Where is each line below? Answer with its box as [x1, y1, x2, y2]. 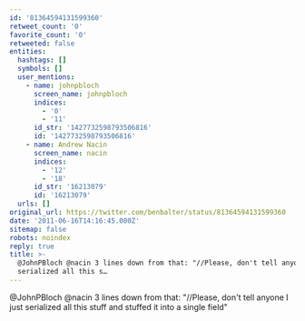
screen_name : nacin [33, 148, 107, 157]
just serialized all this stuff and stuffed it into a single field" [9, 301, 229, 312]
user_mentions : [17, 73, 75, 82]
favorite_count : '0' [9, 30, 88, 39]
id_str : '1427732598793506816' [33, 124, 152, 133]
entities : [9, 47, 47, 56]
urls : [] [17, 199, 51, 209]
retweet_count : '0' [9, 22, 84, 31]
